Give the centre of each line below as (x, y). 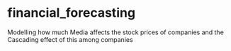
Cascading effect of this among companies (70, 39)
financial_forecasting (72, 13)
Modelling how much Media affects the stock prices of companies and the (116, 32)
